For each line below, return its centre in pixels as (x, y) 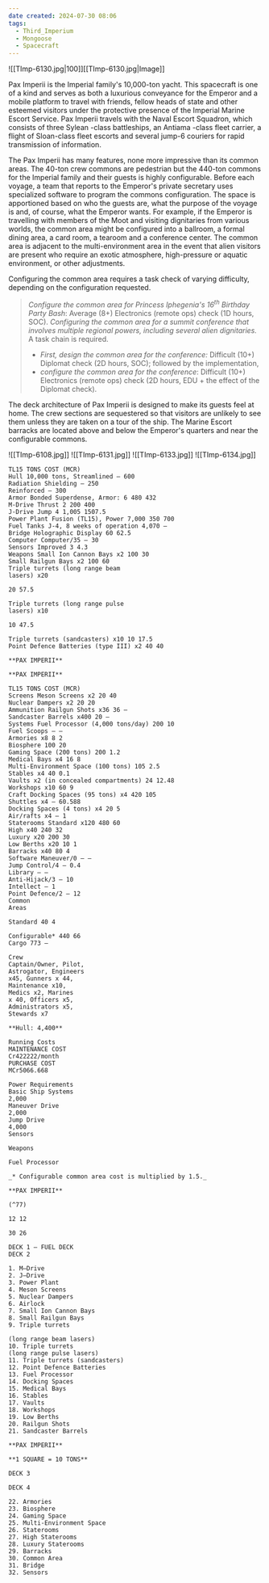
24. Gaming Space (37, 1516)
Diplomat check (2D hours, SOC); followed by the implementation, (149, 363)
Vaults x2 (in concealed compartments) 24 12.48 (91, 781)
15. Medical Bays (37, 1388)
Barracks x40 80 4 (39, 851)
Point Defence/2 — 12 (45, 894)
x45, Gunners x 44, (41, 979)
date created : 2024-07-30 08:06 (62, 16)
